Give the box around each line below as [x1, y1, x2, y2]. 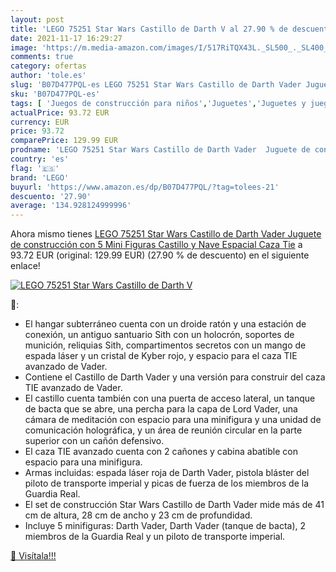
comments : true [10, 52, 74, 62]
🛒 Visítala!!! [10, 550, 57, 562]
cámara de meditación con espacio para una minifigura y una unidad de [24, 414, 322, 426]
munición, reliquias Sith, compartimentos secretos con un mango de [24, 339, 307, 351]
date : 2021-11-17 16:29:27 [10, 33, 123, 43]
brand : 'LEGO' [10, 172, 70, 183]
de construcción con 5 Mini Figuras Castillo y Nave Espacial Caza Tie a [10, 239, 303, 251]
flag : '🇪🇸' [10, 163, 60, 173]
